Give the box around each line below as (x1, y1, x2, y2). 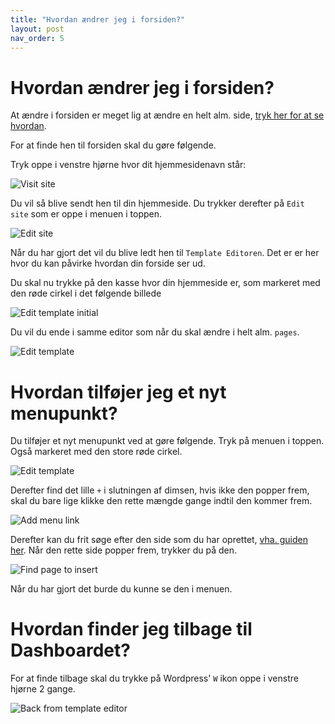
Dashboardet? (10, 639, 131, 662)
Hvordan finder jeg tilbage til (10, 618, 253, 641)
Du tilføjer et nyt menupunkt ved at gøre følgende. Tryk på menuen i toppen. (10, 435, 325, 447)
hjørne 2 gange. (10, 683, 76, 695)
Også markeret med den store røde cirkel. (10, 446, 183, 458)
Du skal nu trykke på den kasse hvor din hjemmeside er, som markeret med (10, 277, 321, 289)
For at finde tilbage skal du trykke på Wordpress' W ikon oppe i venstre (10, 672, 299, 685)
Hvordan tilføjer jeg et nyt (10, 381, 227, 403)
